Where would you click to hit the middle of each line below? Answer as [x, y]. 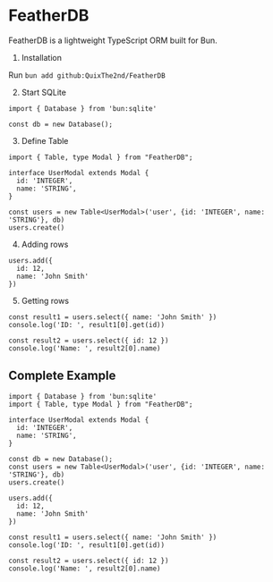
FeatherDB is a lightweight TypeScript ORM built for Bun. [113, 40]
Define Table [45, 140]
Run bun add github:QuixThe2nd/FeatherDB [87, 75]
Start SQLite [43, 92]
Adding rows [45, 244]
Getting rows [45, 300]
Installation [42, 57]
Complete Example [62, 376]
